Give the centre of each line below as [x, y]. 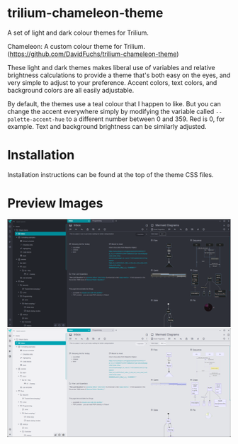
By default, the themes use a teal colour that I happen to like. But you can [114, 103]
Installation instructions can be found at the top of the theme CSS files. [110, 174]
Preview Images [55, 204]
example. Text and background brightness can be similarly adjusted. [107, 126]
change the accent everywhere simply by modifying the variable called [111, 111]
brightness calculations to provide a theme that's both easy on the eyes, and [119, 75]
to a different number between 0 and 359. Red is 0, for [146, 119]
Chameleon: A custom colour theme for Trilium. [76, 46]
